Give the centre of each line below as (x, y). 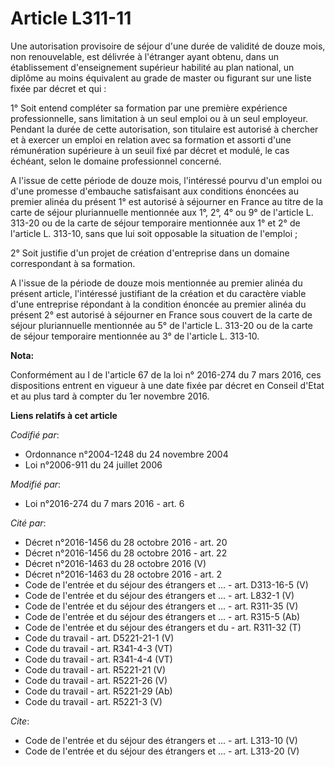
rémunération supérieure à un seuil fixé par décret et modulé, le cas (150, 150)
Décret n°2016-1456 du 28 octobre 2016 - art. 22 (126, 553)
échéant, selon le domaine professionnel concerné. (116, 161)
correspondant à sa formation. (73, 263)
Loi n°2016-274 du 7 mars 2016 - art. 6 (104, 503)
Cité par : (28, 523)
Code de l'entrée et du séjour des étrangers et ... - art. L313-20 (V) (162, 751)
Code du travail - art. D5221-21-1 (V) (99, 638)
